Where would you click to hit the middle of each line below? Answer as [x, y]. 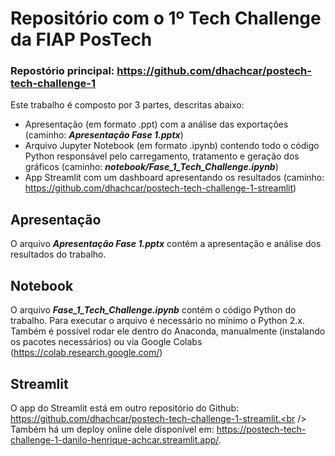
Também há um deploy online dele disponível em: [112, 429]
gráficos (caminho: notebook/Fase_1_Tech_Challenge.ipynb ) [151, 167]
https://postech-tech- [261, 429]
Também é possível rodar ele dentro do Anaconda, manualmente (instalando [168, 331]
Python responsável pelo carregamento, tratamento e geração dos [162, 156]
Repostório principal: [62, 71]
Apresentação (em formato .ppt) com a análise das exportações [156, 124]
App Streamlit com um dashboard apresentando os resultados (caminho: [174, 178]
